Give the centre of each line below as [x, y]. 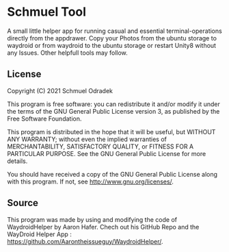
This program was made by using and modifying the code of [92, 219]
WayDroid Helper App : [39, 234]
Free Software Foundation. [44, 118]
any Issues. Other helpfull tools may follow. [67, 53]
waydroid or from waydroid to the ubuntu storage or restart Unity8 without [112, 45]
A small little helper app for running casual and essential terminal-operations [114, 31]
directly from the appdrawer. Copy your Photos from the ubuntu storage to [112, 38]
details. [17, 161]
